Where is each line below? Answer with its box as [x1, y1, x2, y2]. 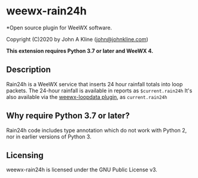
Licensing [6, 150, 44, 160]
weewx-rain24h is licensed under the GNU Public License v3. [6, 166, 157, 173]
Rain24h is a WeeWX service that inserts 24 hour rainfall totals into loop [6, 80, 183, 88]
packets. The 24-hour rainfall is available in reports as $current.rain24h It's [6, 87, 193, 94]
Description [6, 65, 51, 75]
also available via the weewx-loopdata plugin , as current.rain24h [6, 93, 167, 100]
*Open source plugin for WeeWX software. [6, 24, 112, 31]
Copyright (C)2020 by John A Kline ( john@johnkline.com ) [6, 35, 148, 43]
